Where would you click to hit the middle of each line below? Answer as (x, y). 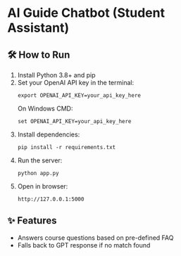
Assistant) (38, 28)
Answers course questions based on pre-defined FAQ (95, 238)
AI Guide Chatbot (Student (86, 13)
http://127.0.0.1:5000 (51, 199)
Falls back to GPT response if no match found (84, 245)
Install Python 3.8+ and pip (57, 75)
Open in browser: (43, 186)
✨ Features (32, 220)
